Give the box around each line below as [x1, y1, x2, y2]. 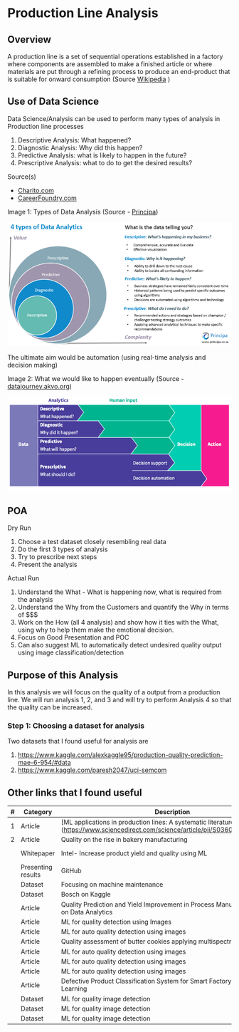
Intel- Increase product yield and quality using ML [60, 849, 208, 858]
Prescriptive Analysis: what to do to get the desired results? [17, 158, 193, 167]
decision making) [7, 360, 58, 369]
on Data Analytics [60, 907, 113, 916]
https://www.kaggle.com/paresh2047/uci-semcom [17, 766, 167, 774]
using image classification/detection [17, 648, 124, 657]
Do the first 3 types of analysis [17, 545, 108, 553]
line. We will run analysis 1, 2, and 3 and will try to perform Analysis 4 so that [7, 696, 232, 704]
